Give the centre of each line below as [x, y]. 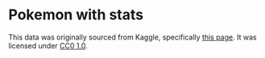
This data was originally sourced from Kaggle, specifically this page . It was [132, 37]
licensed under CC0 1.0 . [48, 45]
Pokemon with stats [76, 15]
